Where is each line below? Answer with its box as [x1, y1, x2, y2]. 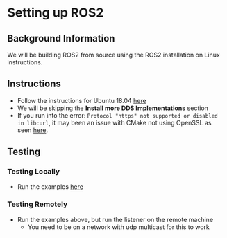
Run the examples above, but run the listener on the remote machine [17, 215, 214, 223]
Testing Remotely [7, 199, 68, 209]
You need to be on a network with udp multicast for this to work [27, 223, 210, 231]
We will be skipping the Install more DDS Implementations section [17, 104, 208, 112]
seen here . [17, 126, 49, 134]
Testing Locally [7, 167, 60, 176]
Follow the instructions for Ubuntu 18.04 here [17, 96, 147, 104]
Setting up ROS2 [7, 5, 104, 21]
